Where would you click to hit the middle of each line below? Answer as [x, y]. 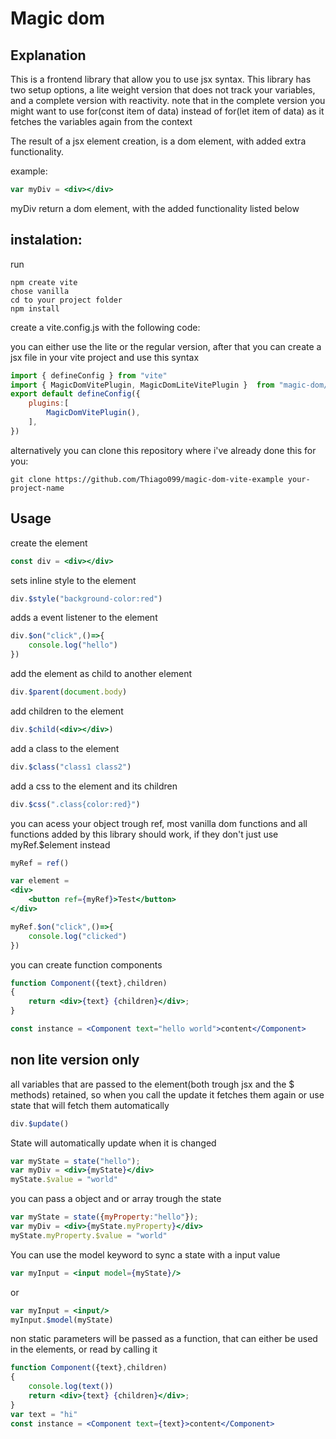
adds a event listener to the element [84, 618]
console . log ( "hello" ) [73, 645]
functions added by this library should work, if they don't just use [144, 834]
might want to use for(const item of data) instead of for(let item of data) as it [167, 111]
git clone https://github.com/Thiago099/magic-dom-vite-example [147, 479]
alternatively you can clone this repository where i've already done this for [163, 450]
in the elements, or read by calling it [84, 1349]
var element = [40, 881]
